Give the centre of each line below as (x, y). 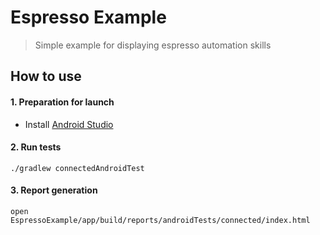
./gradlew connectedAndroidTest (77, 168)
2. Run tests (36, 147)
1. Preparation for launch (62, 102)
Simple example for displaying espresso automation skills (153, 45)
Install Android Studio (69, 124)
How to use (46, 76)
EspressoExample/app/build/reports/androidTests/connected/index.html (160, 220)
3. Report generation (54, 190)
